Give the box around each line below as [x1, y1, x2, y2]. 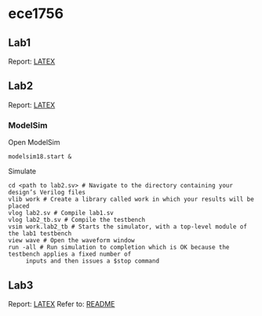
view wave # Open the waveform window [8, 237, 135, 245]
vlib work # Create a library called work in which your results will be [8, 195, 255, 204]
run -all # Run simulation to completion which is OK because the [8, 244, 230, 252]
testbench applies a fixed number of [8, 250, 132, 259]
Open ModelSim [8, 138, 60, 147]
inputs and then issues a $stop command [25, 257, 159, 265]
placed [8, 202, 30, 210]
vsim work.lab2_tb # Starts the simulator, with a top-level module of [8, 223, 247, 231]
